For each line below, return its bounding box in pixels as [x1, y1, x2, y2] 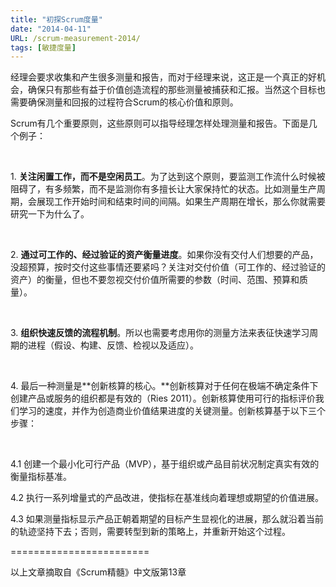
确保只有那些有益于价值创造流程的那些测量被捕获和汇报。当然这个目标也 [27, 84, 326, 96]
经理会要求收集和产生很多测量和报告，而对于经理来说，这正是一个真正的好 [10, 71, 317, 83]
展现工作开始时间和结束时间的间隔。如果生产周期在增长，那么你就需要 [36, 196, 326, 208]
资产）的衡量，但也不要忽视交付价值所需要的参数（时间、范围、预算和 [10, 274, 300, 286]
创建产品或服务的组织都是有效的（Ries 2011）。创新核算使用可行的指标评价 [10, 392, 316, 405]
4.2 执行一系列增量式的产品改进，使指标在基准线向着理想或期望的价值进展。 [10, 492, 325, 504]
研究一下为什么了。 [10, 208, 90, 220]
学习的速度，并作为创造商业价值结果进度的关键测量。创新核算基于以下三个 [18, 405, 326, 417]
